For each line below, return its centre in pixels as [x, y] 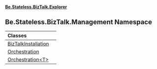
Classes [17, 35]
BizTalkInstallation [28, 44]
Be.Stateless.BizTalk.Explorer [36, 7]
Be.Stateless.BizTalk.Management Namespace [78, 22]
